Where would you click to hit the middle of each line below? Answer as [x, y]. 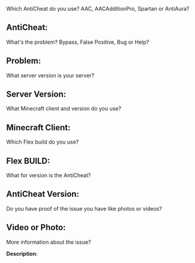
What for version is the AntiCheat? [49, 175]
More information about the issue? [49, 242]
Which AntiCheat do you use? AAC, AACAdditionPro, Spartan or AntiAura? [98, 9]
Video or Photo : [36, 228]
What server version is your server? [50, 75]
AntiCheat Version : [43, 194]
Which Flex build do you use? [43, 142]
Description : [22, 253]
